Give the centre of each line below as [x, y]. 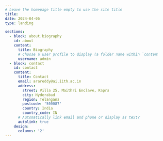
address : [27, 86]
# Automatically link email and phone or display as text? [79, 117]
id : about [24, 41]
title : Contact [33, 77]
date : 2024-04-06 [23, 18]
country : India [38, 109]
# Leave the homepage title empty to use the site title [64, 9]
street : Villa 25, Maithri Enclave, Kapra [66, 90]
